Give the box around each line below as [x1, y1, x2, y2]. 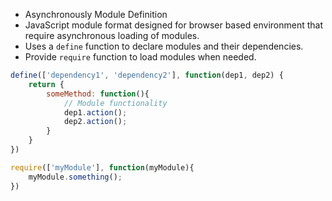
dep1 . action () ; [63, 107, 128, 118]
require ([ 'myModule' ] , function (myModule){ [10, 162, 195, 173]
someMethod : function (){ [46, 89, 150, 99]
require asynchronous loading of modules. [24, 30, 200, 41]
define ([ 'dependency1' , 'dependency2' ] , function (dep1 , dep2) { [10, 70, 284, 80]
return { [28, 79, 65, 89]
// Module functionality [63, 98, 168, 108]
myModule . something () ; [28, 172, 123, 182]
